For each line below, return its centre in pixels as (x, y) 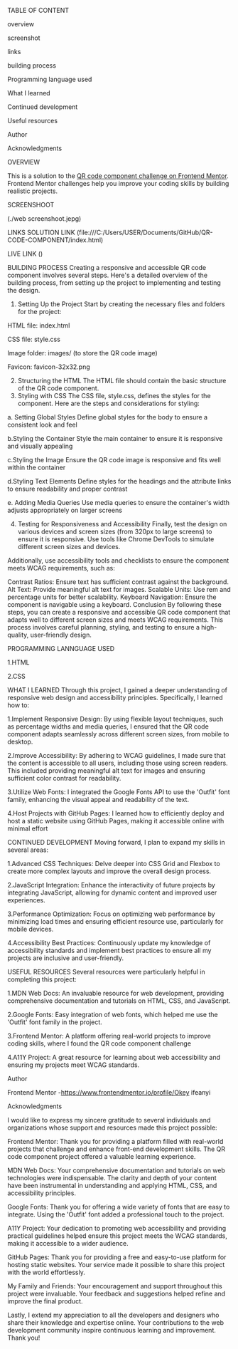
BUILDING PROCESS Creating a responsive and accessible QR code (107, 267)
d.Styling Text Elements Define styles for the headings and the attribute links (119, 481)
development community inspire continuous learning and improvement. (112, 1330)
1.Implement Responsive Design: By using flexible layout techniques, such (115, 719)
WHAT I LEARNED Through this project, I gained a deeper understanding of (118, 690)
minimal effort (28, 828)
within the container (37, 467)
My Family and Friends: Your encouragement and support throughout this (115, 1286)
